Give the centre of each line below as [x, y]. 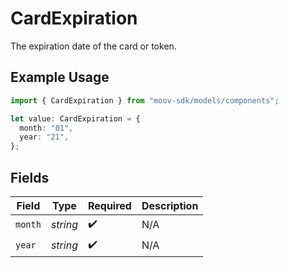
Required [109, 205]
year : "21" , [44, 137]
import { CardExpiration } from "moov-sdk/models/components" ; [145, 100]
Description [170, 205]
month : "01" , [46, 128]
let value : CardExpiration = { [75, 118]
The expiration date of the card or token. [93, 46]
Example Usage [60, 77]
